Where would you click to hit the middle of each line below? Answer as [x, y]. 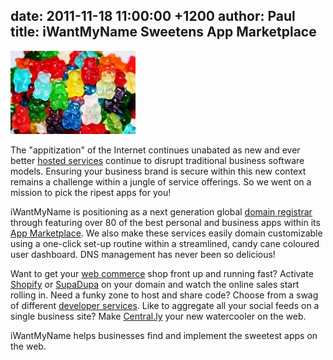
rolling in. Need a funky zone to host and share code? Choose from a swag [164, 295]
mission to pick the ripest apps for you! [91, 192]
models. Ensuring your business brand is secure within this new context [158, 171]
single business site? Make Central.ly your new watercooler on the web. [158, 316]
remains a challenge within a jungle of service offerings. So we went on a [161, 181]
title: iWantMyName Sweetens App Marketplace [163, 32]
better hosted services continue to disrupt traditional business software [157, 160]
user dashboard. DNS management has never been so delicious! [143, 254]
